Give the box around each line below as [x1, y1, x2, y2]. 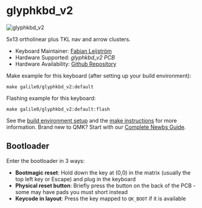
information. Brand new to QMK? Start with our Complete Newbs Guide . [6, 123, 186, 131]
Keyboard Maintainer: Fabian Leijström [15, 47, 113, 55]
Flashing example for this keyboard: [6, 94, 96, 102]
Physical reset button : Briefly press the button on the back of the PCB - [15, 182, 196, 189]
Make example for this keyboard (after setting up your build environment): [6, 72, 192, 79]
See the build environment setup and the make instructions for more [6, 117, 178, 124]
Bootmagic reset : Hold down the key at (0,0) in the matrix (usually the [15, 168, 191, 176]
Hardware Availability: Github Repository [15, 60, 117, 68]
